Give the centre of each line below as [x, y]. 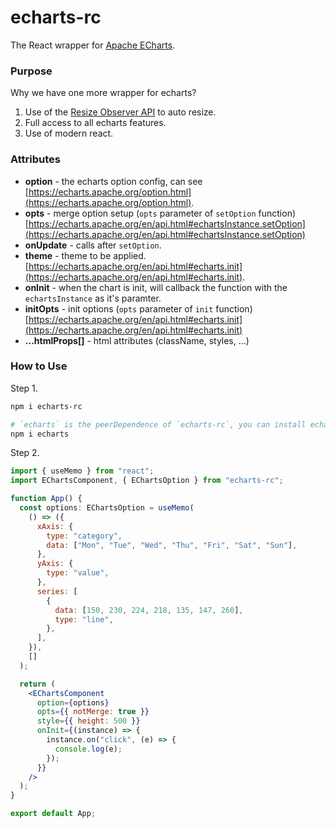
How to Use [39, 366]
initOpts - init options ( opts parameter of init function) [138, 308]
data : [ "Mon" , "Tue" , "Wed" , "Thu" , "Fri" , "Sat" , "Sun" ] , [172, 545]
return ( [37, 684]
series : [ [57, 591]
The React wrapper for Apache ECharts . [93, 45]
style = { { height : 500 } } [88, 721]
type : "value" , [78, 573]
